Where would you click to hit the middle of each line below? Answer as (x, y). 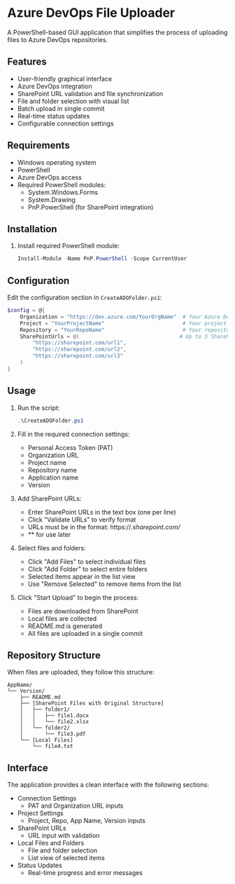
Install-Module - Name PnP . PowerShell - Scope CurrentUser (102, 259)
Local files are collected (62, 618)
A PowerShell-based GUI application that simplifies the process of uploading (117, 32)
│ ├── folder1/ (45, 709)
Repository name (52, 470)
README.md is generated (65, 626)
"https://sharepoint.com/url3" (78, 356)
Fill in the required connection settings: (73, 434)
